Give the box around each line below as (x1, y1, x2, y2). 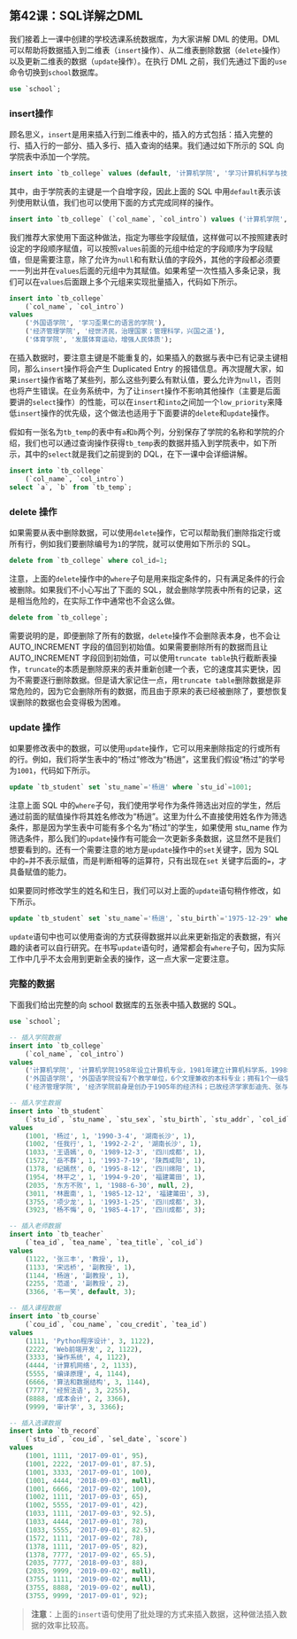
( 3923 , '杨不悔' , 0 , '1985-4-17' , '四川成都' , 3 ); (25, 1206, 206, 1214)
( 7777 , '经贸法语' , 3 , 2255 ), (25, 1385, 131, 1394)
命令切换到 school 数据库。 (9, 66, 103, 77)
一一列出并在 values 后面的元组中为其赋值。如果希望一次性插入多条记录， (9, 265, 273, 276)
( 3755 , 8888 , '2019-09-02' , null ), (25, 1583, 156, 1592)
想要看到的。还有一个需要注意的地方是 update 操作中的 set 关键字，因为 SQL (9, 844, 279, 855)
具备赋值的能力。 (9, 866, 72, 877)
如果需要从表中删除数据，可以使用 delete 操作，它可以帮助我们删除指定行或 (9, 527, 281, 538)
